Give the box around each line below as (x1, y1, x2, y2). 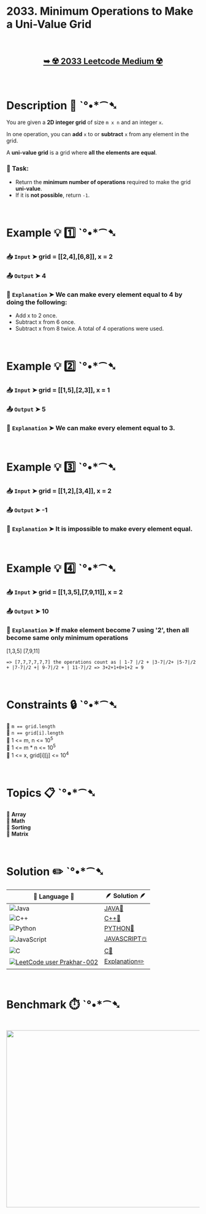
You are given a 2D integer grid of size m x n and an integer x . (6, 118, 164, 126)
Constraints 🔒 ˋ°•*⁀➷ (6, 698, 118, 712)
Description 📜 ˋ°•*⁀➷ (6, 98, 118, 112)
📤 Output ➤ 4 (6, 271, 47, 280)
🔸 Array (6, 810, 26, 818)
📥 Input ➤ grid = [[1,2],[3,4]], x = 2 (6, 486, 112, 495)
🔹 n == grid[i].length (6, 729, 64, 736)
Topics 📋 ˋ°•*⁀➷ (6, 786, 96, 800)
